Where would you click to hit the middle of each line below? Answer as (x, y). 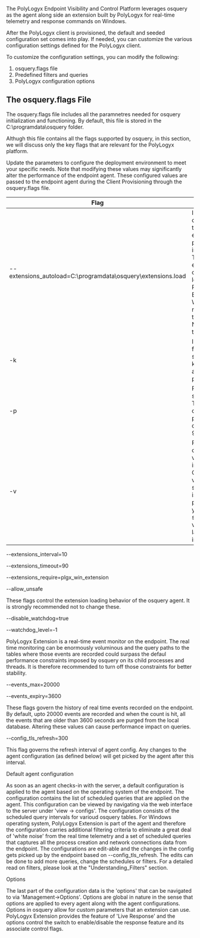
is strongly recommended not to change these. (63, 606)
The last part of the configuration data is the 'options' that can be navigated (99, 890)
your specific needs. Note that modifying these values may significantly (94, 169)
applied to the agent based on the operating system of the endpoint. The (95, 791)
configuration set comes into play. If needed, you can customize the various (99, 39)
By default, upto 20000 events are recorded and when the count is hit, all (96, 713)
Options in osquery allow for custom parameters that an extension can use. (98, 909)
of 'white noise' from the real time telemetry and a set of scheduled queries (99, 836)
